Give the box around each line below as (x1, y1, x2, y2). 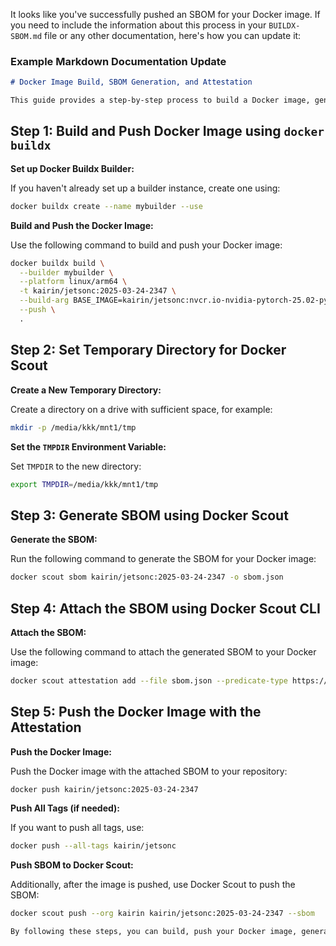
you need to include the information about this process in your (10, 19, 267, 31)
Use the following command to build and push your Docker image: (10, 239, 283, 251)
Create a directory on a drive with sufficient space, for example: (10, 403, 273, 415)
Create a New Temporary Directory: (10, 384, 162, 396)
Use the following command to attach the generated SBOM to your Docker (10, 645, 317, 658)
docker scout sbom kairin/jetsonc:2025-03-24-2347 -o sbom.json (10, 572, 284, 583)
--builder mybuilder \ (19, 267, 114, 278)
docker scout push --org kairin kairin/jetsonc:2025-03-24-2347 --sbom (10, 909, 315, 919)
